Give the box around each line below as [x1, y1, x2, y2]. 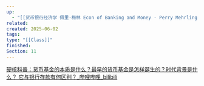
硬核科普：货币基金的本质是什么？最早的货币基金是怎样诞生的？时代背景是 [6, 65, 192, 73]
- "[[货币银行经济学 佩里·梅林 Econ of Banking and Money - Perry [12, 15, 173, 21]
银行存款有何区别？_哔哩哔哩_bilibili [29, 73, 118, 81]
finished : [6, 43, 32, 49]
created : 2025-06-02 [6, 25, 59, 32]
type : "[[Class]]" [6, 37, 53, 43]
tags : [6, 31, 20, 38]
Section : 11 [6, 48, 36, 55]
